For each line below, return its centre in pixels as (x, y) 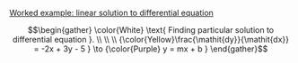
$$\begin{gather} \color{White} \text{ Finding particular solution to (151, 30)
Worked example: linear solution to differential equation (111, 13)
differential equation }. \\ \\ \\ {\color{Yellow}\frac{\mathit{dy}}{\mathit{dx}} (151, 39)
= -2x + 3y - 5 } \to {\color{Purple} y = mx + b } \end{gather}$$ (151, 49)
